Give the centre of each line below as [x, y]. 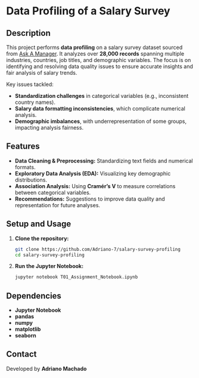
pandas [24, 316]
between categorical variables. [53, 192]
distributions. [31, 180]
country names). [35, 102]
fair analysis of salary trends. [42, 73]
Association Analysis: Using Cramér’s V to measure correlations [95, 186]
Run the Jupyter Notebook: [49, 266]
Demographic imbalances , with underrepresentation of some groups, [100, 121]
